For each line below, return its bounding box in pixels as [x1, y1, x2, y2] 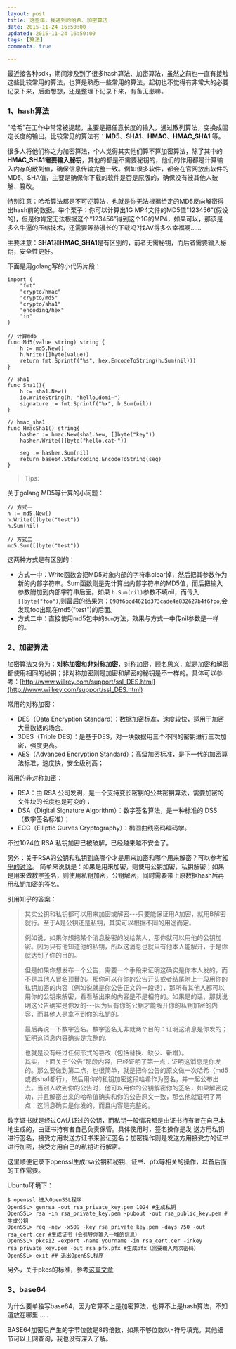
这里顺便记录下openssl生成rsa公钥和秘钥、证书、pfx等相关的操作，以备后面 [7, 1157, 227, 1166]
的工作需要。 [7, 1166, 44, 1174]
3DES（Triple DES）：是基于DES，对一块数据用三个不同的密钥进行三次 [17, 732, 221, 741]
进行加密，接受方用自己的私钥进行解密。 [7, 1142, 124, 1151]
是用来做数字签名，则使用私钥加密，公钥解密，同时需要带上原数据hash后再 [7, 871, 225, 879]
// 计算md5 [7, 333, 37, 340]
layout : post [7, 10, 46, 18]
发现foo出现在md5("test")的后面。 [17, 606, 117, 614]
